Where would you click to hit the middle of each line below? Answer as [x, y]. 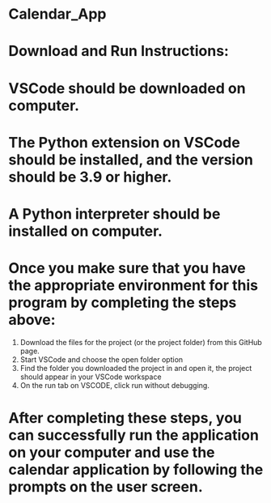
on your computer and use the [112, 452]
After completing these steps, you [125, 418]
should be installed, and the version [131, 160]
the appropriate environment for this [133, 286]
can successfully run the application [133, 435]
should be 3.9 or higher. [90, 177]
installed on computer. [86, 231]
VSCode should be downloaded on [127, 88]
